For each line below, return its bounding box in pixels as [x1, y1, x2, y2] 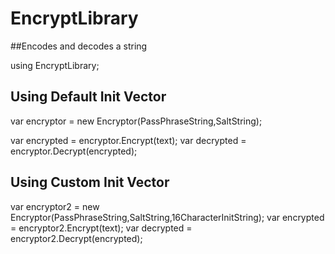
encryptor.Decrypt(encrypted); [10, 145, 138, 157]
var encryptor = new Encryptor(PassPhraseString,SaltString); [10, 115, 263, 127]
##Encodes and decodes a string [10, 40, 148, 52]
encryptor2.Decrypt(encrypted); [10, 232, 143, 244]
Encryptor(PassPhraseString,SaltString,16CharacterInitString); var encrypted [10, 211, 325, 223]
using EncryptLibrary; [10, 59, 100, 71]
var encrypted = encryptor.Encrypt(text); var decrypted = [10, 134, 247, 146]
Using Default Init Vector [10, 88, 167, 106]
